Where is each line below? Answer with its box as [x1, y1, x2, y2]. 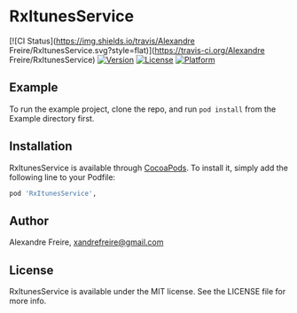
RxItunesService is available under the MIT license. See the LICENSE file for [9, 286, 286, 297]
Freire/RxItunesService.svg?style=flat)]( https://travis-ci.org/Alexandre [9, 44, 265, 55]
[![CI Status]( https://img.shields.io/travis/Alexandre [9, 35, 195, 46]
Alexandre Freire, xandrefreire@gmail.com [9, 237, 164, 247]
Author [9, 213, 49, 228]
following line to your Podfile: [9, 171, 116, 183]
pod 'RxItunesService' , [9, 189, 98, 198]
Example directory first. [9, 113, 95, 123]
